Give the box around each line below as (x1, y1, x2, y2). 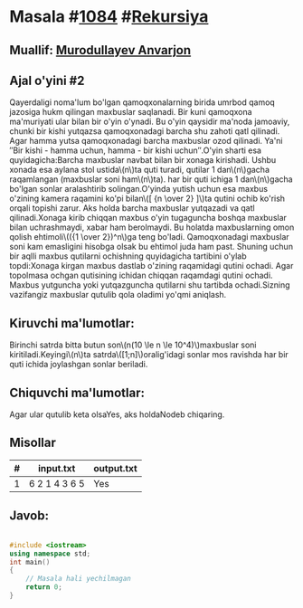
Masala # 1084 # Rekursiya (9, 6, 209, 27)
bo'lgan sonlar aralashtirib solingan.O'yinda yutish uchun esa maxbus (9, 184, 269, 195)
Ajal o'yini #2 (9, 72, 85, 88)
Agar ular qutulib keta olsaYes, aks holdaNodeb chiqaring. (9, 409, 225, 420)
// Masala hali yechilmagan (25, 575, 131, 584)
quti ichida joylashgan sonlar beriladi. (9, 359, 148, 370)
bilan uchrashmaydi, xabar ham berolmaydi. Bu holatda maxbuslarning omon (9, 222, 295, 233)
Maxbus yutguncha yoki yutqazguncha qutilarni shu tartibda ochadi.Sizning (9, 280, 291, 290)
